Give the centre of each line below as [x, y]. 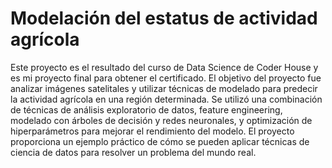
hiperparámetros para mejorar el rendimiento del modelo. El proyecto [152, 131]
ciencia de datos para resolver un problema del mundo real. [133, 152]
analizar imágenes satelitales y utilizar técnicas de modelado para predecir [164, 88]
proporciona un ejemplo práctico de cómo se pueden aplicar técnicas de [160, 141]
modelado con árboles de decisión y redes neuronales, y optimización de [161, 120]
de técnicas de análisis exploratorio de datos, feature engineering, [146, 109]
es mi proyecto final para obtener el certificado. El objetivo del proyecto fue [166, 78]
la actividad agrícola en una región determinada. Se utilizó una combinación [166, 99]
